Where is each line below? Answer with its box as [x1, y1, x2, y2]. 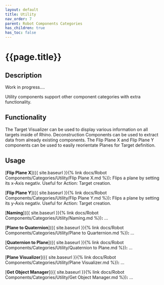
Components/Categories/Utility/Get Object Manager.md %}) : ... [5, 274, 133, 280]
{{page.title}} [5, 51, 62, 63]
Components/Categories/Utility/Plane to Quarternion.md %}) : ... [5, 230, 134, 236]
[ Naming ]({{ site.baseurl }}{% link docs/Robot [5, 209, 99, 215]
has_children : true [5, 26, 45, 31]
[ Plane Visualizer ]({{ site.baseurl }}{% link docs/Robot [5, 254, 116, 260]
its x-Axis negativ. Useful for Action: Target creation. [5, 180, 111, 186]
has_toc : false [5, 30, 36, 35]
